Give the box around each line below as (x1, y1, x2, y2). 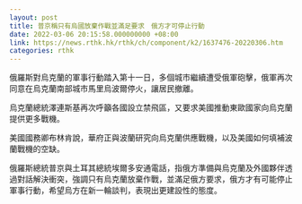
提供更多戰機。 (9, 114, 65, 124)
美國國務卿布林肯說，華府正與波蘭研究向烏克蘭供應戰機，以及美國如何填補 (9, 132, 285, 143)
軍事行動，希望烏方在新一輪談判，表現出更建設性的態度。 (9, 185, 222, 196)
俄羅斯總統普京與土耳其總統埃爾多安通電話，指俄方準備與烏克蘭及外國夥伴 (9, 163, 285, 174)
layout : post (9, 13, 58, 22)
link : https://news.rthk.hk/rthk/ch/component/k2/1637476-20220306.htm (9, 38, 283, 47)
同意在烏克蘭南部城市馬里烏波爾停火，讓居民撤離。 (9, 83, 199, 94)
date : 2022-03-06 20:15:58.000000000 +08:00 (9, 30, 179, 38)
